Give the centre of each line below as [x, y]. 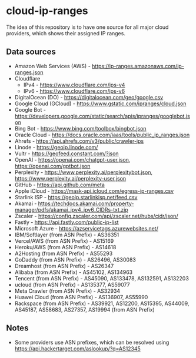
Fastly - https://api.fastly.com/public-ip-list [67, 222]
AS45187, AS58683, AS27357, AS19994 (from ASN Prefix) [84, 309]
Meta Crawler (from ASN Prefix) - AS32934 [67, 291]
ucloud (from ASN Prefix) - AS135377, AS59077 [72, 285]
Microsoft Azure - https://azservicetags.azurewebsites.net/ [87, 228]
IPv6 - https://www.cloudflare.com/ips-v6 [74, 91]
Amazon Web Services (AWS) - [53, 66]
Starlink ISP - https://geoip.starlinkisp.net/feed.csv [76, 197]
